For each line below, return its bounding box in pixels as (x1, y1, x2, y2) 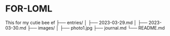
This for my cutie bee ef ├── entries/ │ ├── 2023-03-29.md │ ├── (5, 19, 148, 25)
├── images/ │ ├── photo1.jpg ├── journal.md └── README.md (27, 24, 165, 30)
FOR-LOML (5, 3, 53, 14)
